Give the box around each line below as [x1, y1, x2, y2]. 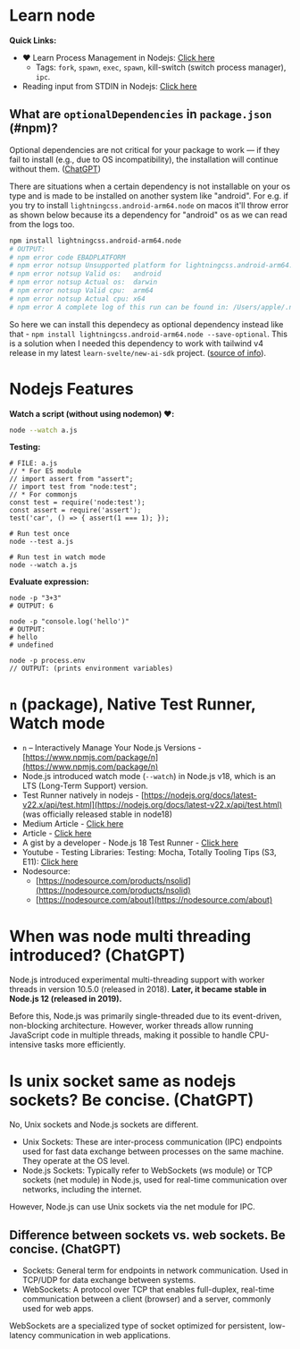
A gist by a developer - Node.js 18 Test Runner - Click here [21, 837, 239, 848]
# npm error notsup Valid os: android [9, 269, 162, 278]
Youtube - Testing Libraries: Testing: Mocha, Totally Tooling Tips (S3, [21, 847, 277, 858]
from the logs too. [9, 218, 75, 229]
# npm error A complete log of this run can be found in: [9, 302, 229, 311]
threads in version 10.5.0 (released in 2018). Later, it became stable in [9, 984, 267, 995]
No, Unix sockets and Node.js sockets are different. [9, 1119, 199, 1130]
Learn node [9, 5, 96, 26]
